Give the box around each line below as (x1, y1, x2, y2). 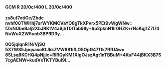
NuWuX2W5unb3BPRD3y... (5, 31, 64, 37)
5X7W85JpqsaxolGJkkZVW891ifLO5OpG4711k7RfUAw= (5, 47, 125, 53)
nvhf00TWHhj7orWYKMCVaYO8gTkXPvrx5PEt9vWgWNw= (5, 20, 133, 26)
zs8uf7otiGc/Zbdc (5, 15, 44, 21)
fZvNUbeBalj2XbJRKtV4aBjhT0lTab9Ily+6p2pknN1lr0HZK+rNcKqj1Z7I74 (5, 25, 160, 32)
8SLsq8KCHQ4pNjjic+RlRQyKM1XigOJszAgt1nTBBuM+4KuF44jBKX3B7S (5, 52, 162, 58)
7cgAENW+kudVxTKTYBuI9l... (5, 57, 71, 63)
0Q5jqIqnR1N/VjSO (5, 41, 46, 47)
